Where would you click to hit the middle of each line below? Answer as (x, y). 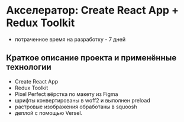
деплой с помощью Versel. (49, 113)
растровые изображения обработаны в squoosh (76, 107)
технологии (29, 67)
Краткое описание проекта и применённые (91, 58)
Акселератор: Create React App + (93, 10)
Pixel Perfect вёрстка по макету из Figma (66, 94)
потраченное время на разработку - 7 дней (70, 39)
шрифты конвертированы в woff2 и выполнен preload (83, 100)
